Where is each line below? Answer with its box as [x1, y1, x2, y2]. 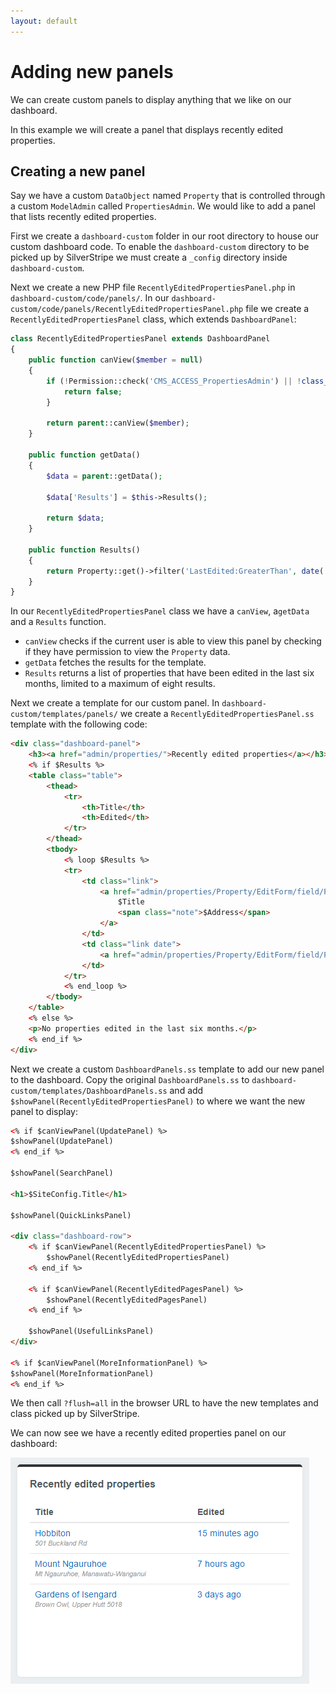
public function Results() [28, 545, 141, 555]
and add [169, 1084, 204, 1096]
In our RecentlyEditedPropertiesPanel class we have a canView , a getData [10, 605, 310, 617]
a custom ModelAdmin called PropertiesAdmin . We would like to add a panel [10, 200, 316, 212]
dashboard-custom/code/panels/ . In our [10, 292, 170, 304]
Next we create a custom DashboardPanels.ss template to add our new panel [10, 1063, 325, 1075]
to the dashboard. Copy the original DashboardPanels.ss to [10, 1073, 250, 1085]
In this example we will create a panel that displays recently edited [10, 123, 284, 135]
